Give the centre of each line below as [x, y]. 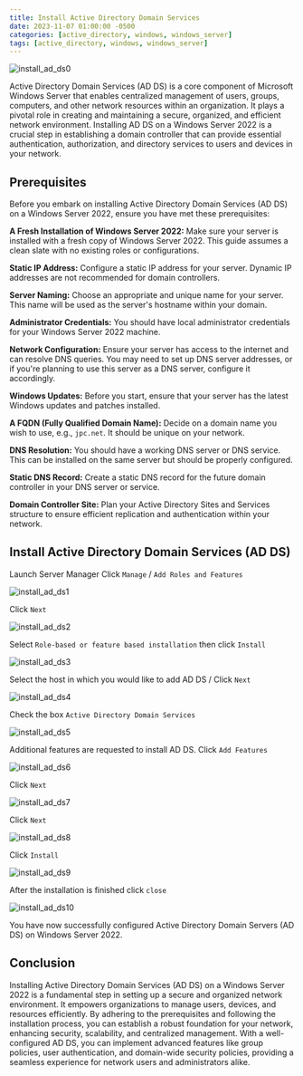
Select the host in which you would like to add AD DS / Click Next [130, 679]
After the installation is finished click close [88, 889]
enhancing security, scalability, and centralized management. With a [137, 1033]
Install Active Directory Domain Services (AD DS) [150, 552]
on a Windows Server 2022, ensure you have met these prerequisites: [139, 214]
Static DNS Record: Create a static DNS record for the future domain [138, 477]
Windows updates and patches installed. [85, 406]
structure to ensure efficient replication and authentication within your [139, 514]
